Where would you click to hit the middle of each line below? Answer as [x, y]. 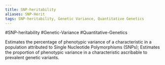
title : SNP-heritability [31, 10]
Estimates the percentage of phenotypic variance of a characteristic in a [78, 42]
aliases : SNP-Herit [25, 14]
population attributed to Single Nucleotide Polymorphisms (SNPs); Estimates [82, 47]
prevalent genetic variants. [32, 58]
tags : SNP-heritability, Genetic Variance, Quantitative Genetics [75, 19]
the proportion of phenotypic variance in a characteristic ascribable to [76, 52]
